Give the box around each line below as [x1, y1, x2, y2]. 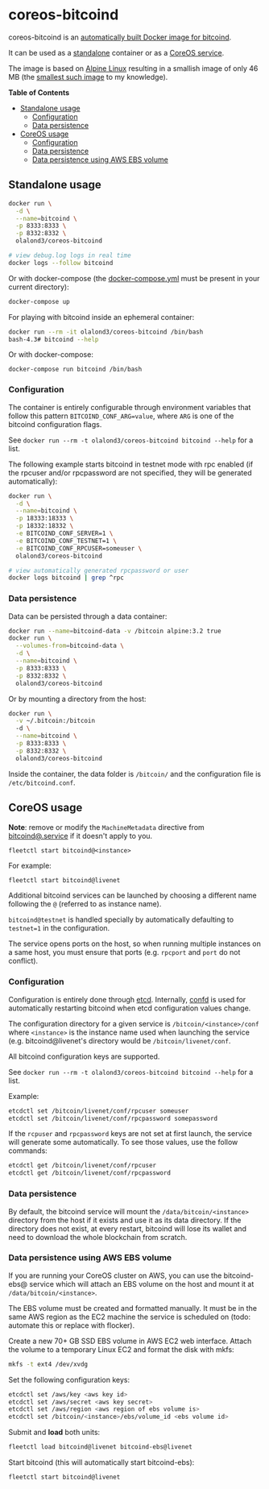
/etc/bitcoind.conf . [8, 778, 76, 787]
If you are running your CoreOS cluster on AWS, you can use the [8, 1271, 222, 1280]
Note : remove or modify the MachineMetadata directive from [8, 822, 205, 832]
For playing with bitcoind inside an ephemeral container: [8, 312, 195, 321]
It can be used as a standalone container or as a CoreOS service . [8, 48, 225, 57]
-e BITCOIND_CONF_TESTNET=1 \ [15, 537, 117, 545]
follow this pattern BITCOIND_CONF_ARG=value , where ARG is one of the [8, 411, 234, 421]
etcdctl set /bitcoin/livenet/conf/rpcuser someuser [8, 1106, 189, 1115]
